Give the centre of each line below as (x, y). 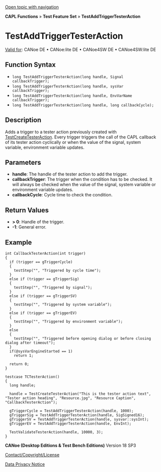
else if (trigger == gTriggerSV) (43, 296)
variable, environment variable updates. (45, 147)
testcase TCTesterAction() (32, 377)
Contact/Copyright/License (32, 455)
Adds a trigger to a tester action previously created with (61, 132)
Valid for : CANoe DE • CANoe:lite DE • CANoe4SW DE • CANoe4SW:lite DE (81, 49)
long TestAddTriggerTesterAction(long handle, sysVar (68, 86)
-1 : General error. (29, 227)
